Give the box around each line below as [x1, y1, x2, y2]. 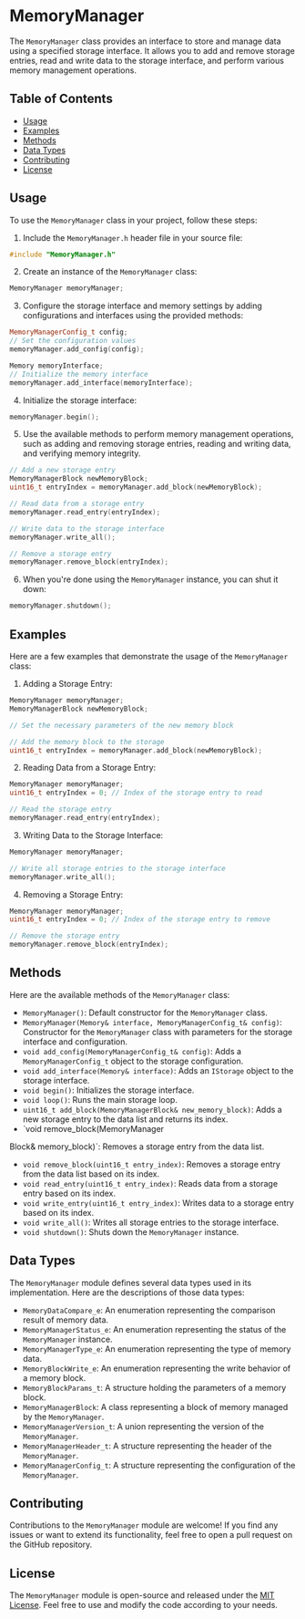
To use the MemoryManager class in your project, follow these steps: [9, 214, 258, 225]
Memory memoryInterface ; [9, 361, 104, 370]
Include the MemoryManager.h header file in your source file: [22, 232, 243, 243]
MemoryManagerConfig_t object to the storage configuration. [22, 1055, 244, 1066]
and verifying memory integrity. [22, 448, 141, 459]
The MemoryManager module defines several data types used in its [9, 1277, 252, 1288]
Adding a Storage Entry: [22, 679, 113, 689]
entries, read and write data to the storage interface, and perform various [9, 55, 285, 66]
